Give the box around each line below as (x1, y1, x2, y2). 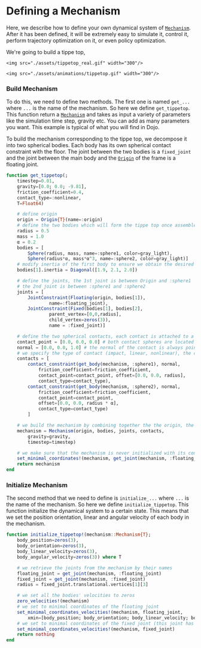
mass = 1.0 (17, 233, 44, 240)
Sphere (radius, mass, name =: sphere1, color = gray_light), (28, 250, 172, 256)
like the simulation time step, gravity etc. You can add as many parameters (6, 117, 190, 124)
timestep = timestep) (28, 439, 77, 445)
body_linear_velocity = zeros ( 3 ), (17, 548, 98, 555)
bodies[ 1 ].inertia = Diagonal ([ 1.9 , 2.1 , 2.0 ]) (17, 267, 138, 273)
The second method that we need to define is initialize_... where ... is (6, 494, 190, 502)
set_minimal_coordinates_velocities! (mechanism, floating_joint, (17, 609, 184, 615)
